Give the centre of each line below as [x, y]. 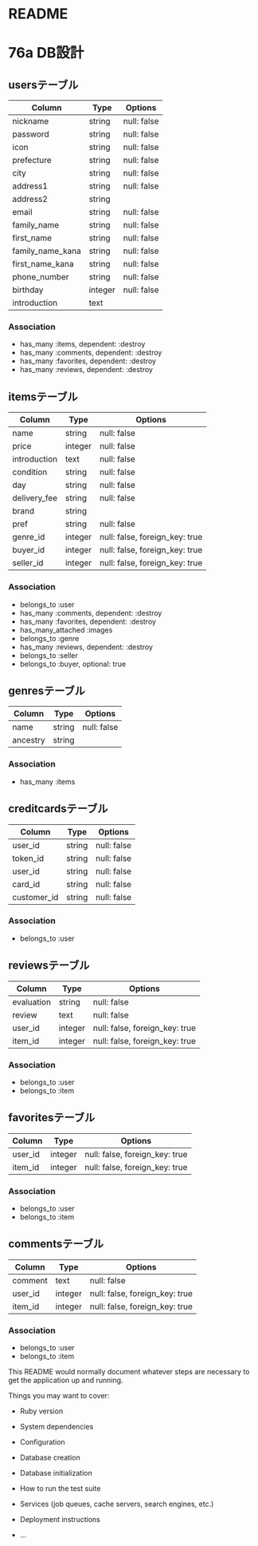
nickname [31, 121]
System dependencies [57, 1427]
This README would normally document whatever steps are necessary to [129, 1372]
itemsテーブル [43, 396]
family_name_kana [47, 251]
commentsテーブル [56, 1244]
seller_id [28, 563]
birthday [28, 290]
